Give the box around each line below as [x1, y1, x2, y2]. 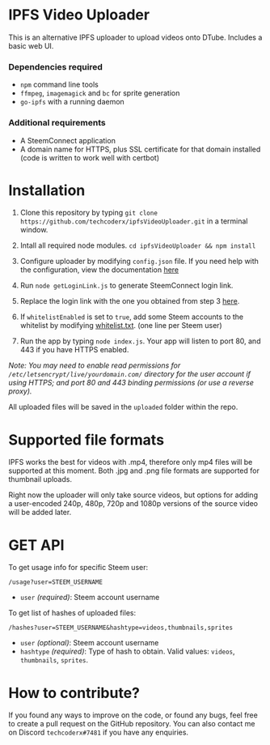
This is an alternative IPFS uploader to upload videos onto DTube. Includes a [8, 32, 263, 42]
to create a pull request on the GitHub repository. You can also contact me [8, 719, 256, 729]
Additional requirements [8, 117, 107, 129]
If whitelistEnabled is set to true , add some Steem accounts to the [19, 312, 244, 321]
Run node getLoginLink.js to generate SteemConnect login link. [19, 281, 234, 291]
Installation [8, 181, 86, 199]
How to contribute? [8, 683, 140, 702]
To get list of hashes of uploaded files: [8, 608, 136, 618]
